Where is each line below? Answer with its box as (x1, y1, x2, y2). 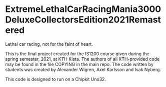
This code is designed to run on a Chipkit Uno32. (5, 76, 106, 82)
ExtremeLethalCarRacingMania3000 (5, 3, 161, 15)
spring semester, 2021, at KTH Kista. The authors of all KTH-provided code (5, 56, 160, 62)
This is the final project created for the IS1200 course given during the (5, 51, 149, 57)
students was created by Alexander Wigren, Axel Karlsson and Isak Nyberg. (5, 66, 161, 73)
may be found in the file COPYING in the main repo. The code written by (5, 61, 154, 67)
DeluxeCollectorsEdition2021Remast (5, 14, 161, 25)
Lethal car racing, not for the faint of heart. (5, 41, 93, 47)
